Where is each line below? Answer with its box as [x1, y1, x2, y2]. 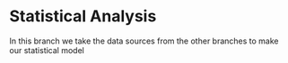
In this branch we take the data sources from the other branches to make [9, 35, 280, 46]
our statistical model [9, 44, 85, 55]
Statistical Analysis [9, 6, 157, 27]
